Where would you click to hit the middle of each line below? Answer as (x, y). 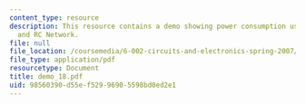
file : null (30, 43)
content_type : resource (54, 18)
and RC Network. (48, 34)
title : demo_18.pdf (46, 77)
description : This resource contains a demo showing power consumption (148, 26)
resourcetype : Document (54, 69)
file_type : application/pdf (63, 60)
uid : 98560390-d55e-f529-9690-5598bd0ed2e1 (93, 85)
